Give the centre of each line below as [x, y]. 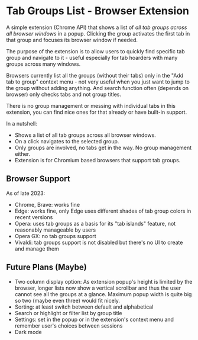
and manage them [37, 248]
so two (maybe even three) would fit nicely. [67, 300]
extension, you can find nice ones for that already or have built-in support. [97, 112]
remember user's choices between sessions [69, 325]
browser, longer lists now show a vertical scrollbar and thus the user [98, 288]
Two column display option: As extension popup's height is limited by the [103, 281]
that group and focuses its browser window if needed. [72, 40]
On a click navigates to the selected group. [67, 141]
